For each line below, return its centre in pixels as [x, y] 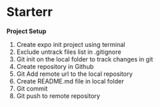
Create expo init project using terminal [71, 44]
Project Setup [27, 31]
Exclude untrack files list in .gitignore [69, 52]
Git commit [32, 88]
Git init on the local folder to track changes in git [84, 59]
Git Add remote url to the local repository [74, 74]
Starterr [30, 12]
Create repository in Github [55, 66]
